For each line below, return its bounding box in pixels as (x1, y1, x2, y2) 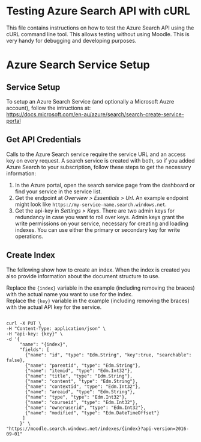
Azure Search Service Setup (6, 58, 150, 72)
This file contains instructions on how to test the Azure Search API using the (6, 24, 194, 31)
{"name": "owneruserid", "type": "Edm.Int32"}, (25, 405, 146, 411)
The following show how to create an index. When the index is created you (6, 266, 191, 273)
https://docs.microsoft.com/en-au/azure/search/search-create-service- (6, 110, 184, 118)
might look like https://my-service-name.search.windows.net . (14, 201, 167, 208)
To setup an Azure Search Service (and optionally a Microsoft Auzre (6, 98, 175, 105)
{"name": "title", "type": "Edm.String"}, (25, 373, 133, 379)
